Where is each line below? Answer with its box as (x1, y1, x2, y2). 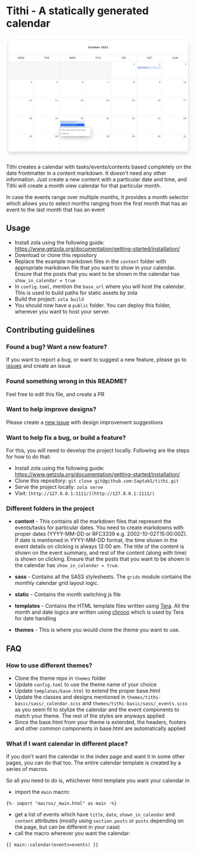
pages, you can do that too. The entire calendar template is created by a (6, 759, 181, 766)
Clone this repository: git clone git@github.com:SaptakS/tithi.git (14, 477, 179, 484)
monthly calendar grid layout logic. (14, 579, 99, 587)
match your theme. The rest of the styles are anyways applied (14, 712, 165, 719)
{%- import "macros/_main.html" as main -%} (6, 800, 117, 807)
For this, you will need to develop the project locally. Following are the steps (6, 447, 190, 454)
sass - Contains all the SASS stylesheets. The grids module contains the (14, 573, 192, 580)
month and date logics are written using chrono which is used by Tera (14, 608, 184, 616)
